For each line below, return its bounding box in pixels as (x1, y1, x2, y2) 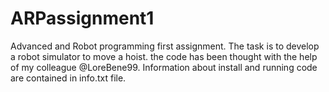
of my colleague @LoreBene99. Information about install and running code (10, 61, 318, 73)
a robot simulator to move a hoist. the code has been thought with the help (10, 50, 318, 62)
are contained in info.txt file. (10, 72, 127, 84)
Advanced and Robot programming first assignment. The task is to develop (10, 40, 320, 52)
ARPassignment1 (10, 7, 155, 30)
